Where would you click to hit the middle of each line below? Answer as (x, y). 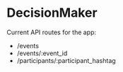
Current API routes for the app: (52, 32)
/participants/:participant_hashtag (66, 60)
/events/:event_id (42, 53)
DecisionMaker (52, 13)
